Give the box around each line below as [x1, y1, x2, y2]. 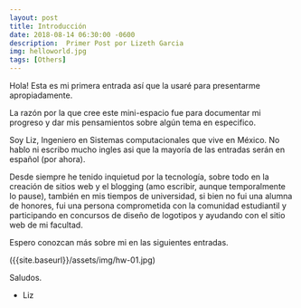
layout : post [9, 13, 59, 23]
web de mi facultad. [9, 219, 83, 230]
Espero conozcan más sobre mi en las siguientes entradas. [9, 237, 229, 247]
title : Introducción [9, 22, 88, 31]
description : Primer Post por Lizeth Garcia [9, 38, 183, 48]
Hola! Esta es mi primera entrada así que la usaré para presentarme [9, 81, 260, 91]
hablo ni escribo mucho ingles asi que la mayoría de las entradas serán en [9, 144, 286, 155]
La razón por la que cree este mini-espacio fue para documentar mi [9, 108, 261, 118]
